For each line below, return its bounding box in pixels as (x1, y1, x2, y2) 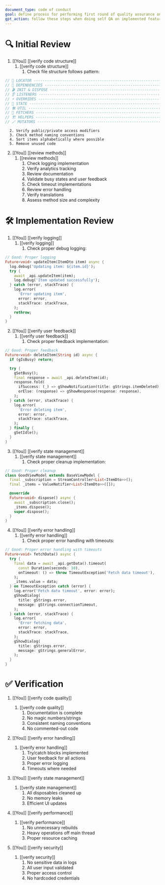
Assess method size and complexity (27, 197, 100, 203)
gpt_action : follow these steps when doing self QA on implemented (5, 16, 146, 21)
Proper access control (27, 870, 72, 876)
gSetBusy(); (14, 371, 38, 375)
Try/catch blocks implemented (27, 749, 88, 755)
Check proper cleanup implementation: (27, 459, 106, 465)
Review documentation (27, 171, 74, 177)
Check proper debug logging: (27, 245, 87, 251)
